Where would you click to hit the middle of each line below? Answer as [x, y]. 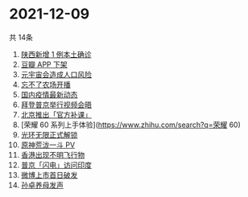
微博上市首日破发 [49, 174]
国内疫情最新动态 [49, 94]
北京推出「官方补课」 [56, 114]
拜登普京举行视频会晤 [56, 105]
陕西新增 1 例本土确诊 [56, 54]
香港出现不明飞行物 [53, 154]
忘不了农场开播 [45, 84]
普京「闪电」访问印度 [56, 165]
